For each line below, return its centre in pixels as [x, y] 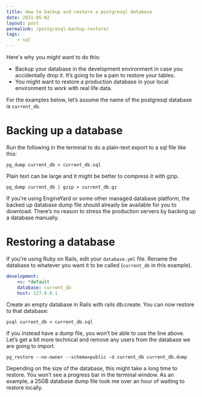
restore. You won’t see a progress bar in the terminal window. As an [90, 375]
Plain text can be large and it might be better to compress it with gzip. [93, 176]
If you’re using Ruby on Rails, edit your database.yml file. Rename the [92, 259]
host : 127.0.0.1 [38, 293]
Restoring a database [61, 242]
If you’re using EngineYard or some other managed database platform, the [98, 198]
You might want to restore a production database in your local [92, 82]
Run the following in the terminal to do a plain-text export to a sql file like [96, 147]
